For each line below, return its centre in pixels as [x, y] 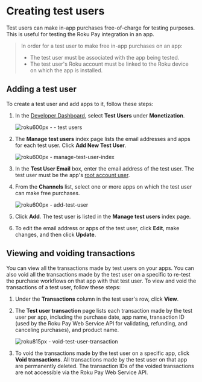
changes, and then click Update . [55, 234]
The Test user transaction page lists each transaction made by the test [104, 310]
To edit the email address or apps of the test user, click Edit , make [97, 228]
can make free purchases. [47, 193]
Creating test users [55, 11]
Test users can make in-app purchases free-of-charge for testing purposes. [101, 28]
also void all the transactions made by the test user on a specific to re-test [99, 274]
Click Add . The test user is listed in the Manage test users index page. [103, 216]
